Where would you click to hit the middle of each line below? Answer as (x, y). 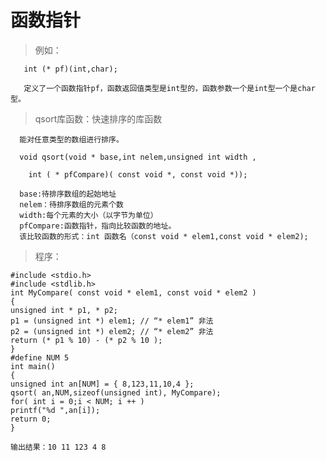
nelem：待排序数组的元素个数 (71, 204)
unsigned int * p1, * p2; (64, 310)
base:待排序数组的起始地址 (68, 194)
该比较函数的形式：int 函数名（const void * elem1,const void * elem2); (164, 236)
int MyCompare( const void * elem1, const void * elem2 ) (133, 292)
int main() (33, 366)
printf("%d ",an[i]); (55, 410)
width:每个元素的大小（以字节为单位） (88, 215)
